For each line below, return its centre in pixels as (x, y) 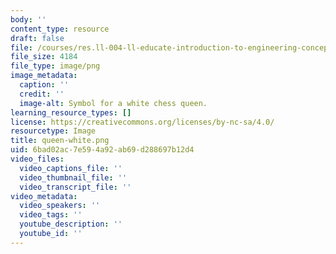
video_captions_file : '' (71, 168)
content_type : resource (60, 29)
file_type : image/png (55, 66)
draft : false (37, 38)
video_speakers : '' (60, 206)
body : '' (28, 19)
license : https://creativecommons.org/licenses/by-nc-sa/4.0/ (142, 122)
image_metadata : (44, 76)
